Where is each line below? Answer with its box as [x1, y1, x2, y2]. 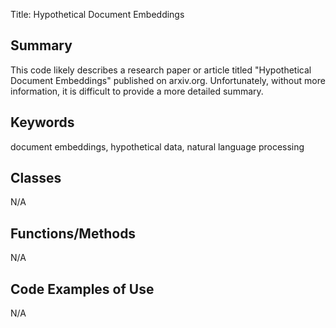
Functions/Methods [10, 225, 137, 242]
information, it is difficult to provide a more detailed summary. [10, 85, 264, 97]
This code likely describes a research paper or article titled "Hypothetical [10, 64, 312, 76]
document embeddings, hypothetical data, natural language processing [10, 140, 305, 153]
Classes [10, 170, 62, 187]
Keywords [10, 114, 75, 131]
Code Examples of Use [10, 280, 155, 298]
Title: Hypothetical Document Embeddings [10, 9, 185, 20]
